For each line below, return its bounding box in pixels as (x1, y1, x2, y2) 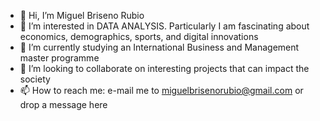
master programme (19, 52, 100, 64)
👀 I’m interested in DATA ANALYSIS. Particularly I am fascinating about (19, 20, 310, 32)
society (19, 73, 51, 85)
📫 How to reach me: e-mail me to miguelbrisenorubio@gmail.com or (19, 85, 304, 96)
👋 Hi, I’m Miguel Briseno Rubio (19, 10, 145, 21)
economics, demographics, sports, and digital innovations (19, 31, 259, 42)
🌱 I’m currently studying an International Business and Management (19, 41, 300, 53)
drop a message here (19, 99, 108, 110)
